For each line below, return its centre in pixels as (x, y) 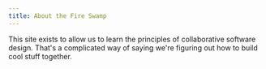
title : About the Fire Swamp (58, 16)
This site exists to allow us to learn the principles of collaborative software (132, 39)
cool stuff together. (41, 56)
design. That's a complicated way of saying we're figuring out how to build (133, 47)
